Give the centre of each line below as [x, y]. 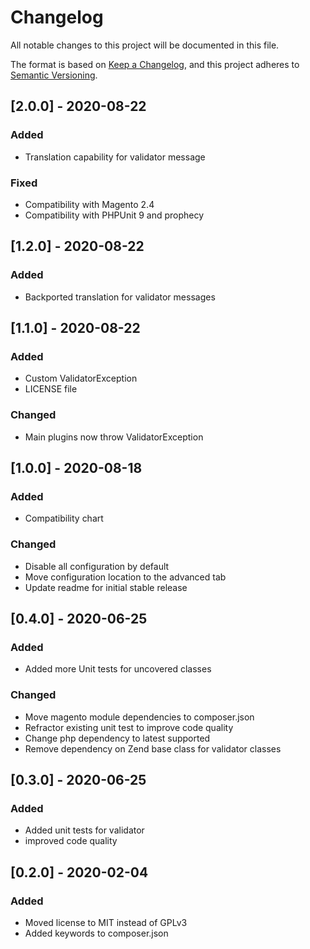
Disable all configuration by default [97, 566]
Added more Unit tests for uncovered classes [118, 669]
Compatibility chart [64, 518]
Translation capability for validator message [115, 157]
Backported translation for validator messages [120, 297]
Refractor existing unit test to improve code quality [129, 727]
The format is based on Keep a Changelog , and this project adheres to [155, 64]
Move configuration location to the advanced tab [125, 577]
